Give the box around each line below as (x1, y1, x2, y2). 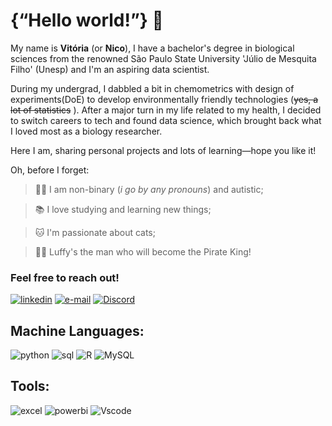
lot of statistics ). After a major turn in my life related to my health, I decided (10, 104, 322, 116)
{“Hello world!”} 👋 (10, 9, 164, 32)
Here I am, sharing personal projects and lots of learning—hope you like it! (10, 144, 317, 156)
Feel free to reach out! (10, 270, 120, 284)
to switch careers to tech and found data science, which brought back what (10, 114, 322, 126)
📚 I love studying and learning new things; (34, 203, 212, 215)
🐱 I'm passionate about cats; (34, 226, 156, 238)
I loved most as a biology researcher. (10, 125, 163, 137)
